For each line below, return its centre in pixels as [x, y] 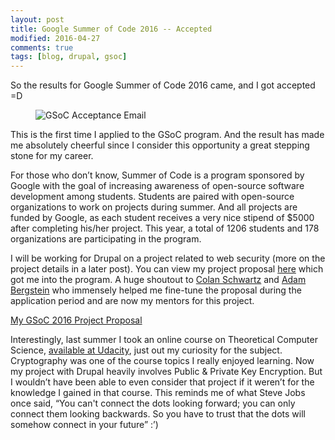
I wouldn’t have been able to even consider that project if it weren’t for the [162, 382]
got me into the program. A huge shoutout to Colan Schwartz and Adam [158, 280]
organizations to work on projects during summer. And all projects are [154, 207]
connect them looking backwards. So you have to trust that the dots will [158, 414]
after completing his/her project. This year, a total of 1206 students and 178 [165, 228]
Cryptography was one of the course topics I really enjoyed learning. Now [162, 361]
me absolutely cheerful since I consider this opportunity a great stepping [160, 145]
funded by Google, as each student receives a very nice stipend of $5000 [162, 218]
